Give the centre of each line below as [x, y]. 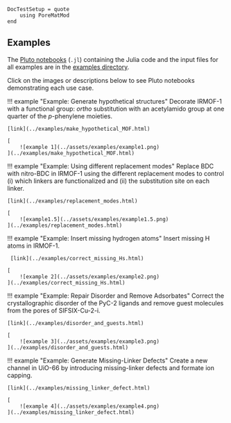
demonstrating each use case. [51, 88]
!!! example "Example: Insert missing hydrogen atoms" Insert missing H [109, 238]
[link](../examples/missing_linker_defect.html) [79, 388]
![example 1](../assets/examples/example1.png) [89, 147]
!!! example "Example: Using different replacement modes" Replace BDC [111, 166]
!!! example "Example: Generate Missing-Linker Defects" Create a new [108, 360]
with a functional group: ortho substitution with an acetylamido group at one [116, 109]
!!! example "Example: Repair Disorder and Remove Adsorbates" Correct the [115, 296]
